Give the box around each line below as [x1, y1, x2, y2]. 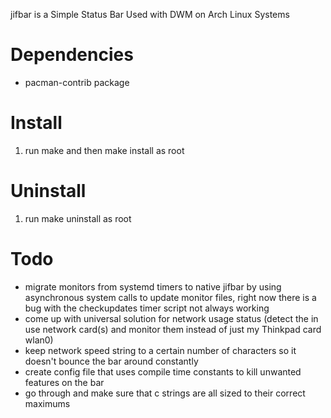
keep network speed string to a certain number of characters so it [24, 344, 297, 356]
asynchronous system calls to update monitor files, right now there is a [24, 291, 317, 303]
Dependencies [10, 44, 134, 66]
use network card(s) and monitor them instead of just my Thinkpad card [24, 323, 322, 335]
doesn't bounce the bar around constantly [24, 355, 199, 367]
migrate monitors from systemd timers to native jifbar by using [24, 280, 282, 293]
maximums [24, 397, 71, 409]
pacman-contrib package [24, 76, 130, 88]
